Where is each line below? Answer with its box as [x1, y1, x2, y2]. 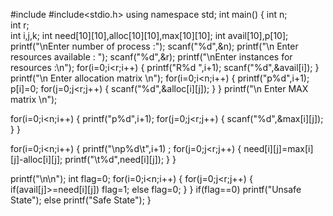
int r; [10, 19, 30, 31]
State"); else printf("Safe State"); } [10, 194, 152, 206]
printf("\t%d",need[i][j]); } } [64, 154, 177, 165]
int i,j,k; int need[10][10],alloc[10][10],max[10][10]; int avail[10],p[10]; [10, 30, 289, 41]
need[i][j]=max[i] [243, 143, 314, 154]
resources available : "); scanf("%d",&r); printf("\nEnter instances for [10, 51, 293, 63]
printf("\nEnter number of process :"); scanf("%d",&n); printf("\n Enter [10, 40, 299, 52]
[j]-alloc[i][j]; [10, 154, 63, 165]
